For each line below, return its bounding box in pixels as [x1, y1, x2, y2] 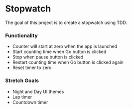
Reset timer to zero [12, 64, 52, 70]
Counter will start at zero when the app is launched [12, 43, 118, 49]
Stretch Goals [5, 77, 39, 84]
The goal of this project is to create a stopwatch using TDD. [5, 19, 127, 25]
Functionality [5, 32, 38, 39]
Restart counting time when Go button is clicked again [12, 59, 124, 65]
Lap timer [12, 93, 32, 100]
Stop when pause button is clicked [12, 54, 84, 60]
